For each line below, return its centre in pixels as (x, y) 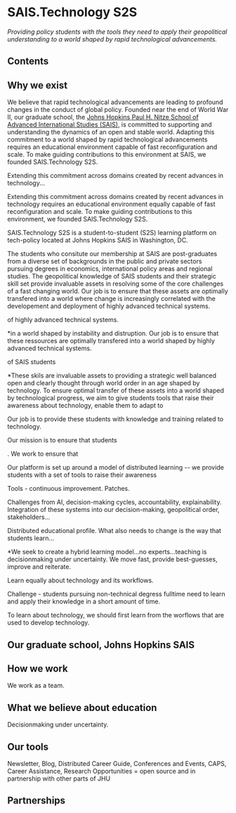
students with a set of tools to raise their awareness (82, 475)
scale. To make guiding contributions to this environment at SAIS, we (107, 155)
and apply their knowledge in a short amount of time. (84, 601)
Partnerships (36, 801)
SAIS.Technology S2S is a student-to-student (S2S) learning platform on (112, 233)
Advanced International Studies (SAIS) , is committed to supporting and (110, 124)
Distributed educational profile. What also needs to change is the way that (114, 531)
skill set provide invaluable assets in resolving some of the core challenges (115, 284)
